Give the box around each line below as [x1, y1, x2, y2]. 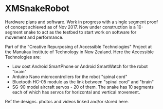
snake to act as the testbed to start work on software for [23, 29, 137, 35]
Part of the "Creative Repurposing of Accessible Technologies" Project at [5, 44, 152, 49]
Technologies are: [5, 54, 41, 60]
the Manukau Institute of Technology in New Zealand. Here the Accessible [5, 49, 154, 55]
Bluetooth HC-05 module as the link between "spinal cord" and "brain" [12, 78, 154, 85]
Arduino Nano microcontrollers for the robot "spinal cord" [12, 74, 127, 79]
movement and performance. [5, 34, 64, 40]
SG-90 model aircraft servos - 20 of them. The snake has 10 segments [12, 84, 154, 90]
